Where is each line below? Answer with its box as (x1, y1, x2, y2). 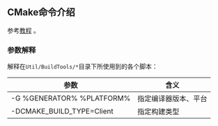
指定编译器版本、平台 (137, 94, 208, 104)
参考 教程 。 (7, 26, 40, 35)
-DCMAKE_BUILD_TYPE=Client (10, 107, 114, 116)
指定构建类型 (137, 107, 180, 116)
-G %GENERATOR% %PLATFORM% (10, 93, 131, 103)
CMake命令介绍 (7, 6, 75, 19)
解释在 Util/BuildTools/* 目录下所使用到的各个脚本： (7, 62, 158, 71)
